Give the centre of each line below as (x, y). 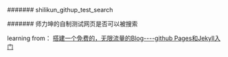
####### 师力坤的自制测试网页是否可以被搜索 (72, 24)
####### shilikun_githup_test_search (60, 10)
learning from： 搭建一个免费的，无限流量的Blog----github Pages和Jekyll (111, 38)
